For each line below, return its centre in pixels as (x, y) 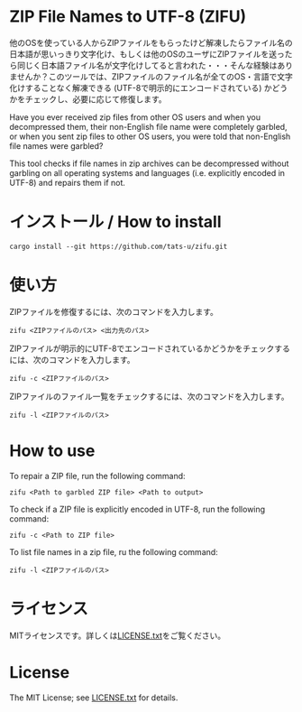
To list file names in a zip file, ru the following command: (114, 551)
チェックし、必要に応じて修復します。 (96, 99)
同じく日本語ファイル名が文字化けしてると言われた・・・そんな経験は (147, 65)
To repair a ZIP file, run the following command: (98, 476)
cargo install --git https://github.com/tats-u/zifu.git (119, 246)
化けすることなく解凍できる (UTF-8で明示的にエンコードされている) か (141, 88)
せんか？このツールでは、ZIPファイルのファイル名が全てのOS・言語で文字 (155, 76)
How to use (52, 451)
